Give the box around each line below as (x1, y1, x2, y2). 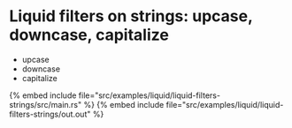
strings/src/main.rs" (9, 99, 82, 109)
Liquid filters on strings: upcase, (9, 6, 253, 26)
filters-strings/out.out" (9, 109, 91, 119)
